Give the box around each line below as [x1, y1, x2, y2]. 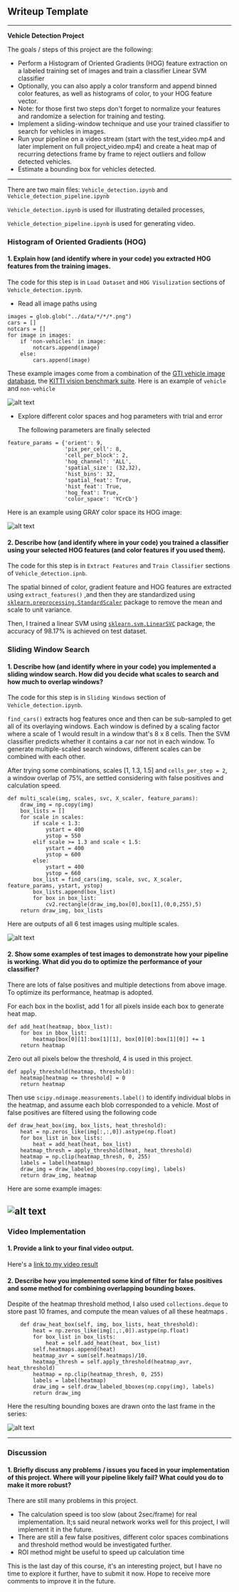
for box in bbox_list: [20, 1030, 87, 1037]
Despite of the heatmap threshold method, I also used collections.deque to [7, 1299, 229, 1309]
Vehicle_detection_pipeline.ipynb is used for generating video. [7, 219, 196, 227]
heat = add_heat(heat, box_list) [33, 1141, 132, 1148]
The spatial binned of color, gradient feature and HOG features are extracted [7, 583, 232, 592]
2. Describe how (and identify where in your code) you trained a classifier [7, 538, 229, 547]
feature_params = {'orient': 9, [7, 439, 103, 446]
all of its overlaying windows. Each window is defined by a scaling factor [7, 722, 220, 730]
